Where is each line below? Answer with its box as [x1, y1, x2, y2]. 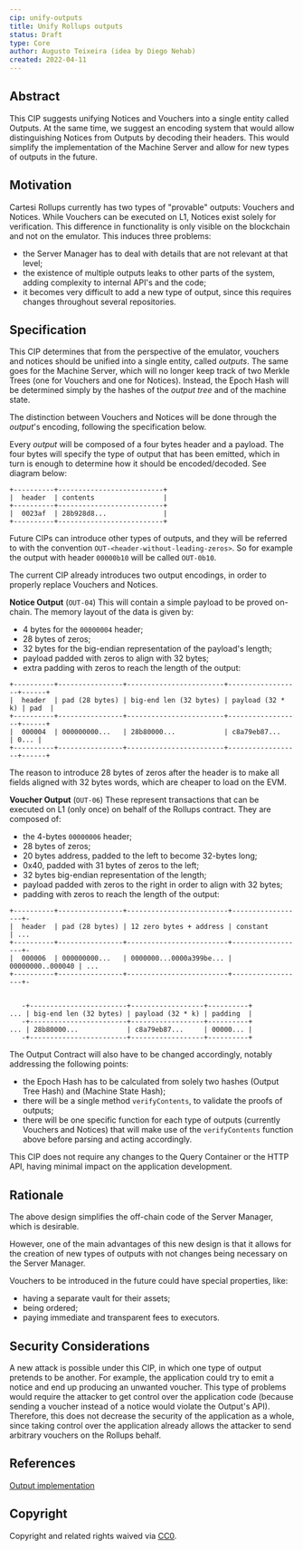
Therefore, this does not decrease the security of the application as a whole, [9, 1411, 295, 1421]
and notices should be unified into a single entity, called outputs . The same [9, 356, 289, 367]
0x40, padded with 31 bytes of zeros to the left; [22, 860, 200, 871]
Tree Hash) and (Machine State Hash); [22, 1086, 166, 1096]
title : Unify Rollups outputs [9, 22, 124, 31]
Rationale [9, 1187, 64, 1202]
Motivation [9, 177, 72, 193]
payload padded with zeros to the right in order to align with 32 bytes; [22, 879, 283, 890]
